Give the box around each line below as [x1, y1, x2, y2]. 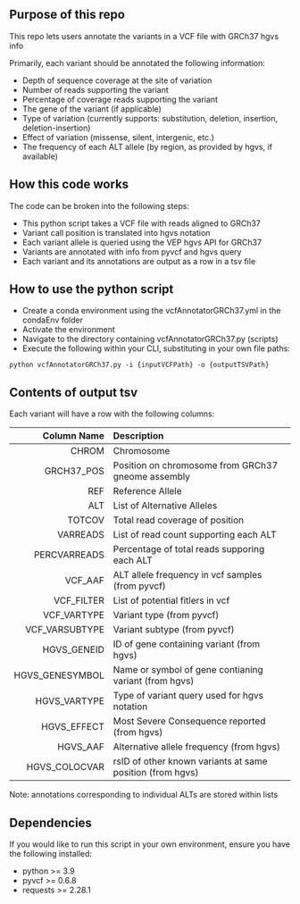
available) [21, 151, 58, 162]
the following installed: [9, 849, 92, 859]
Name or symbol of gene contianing [112, 664, 263, 676]
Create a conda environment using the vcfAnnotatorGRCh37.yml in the [21, 306, 281, 316]
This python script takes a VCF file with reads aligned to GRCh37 [21, 218, 262, 229]
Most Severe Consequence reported [112, 715, 266, 727]
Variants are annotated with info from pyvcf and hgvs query [21, 246, 242, 257]
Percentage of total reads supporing [112, 543, 265, 556]
